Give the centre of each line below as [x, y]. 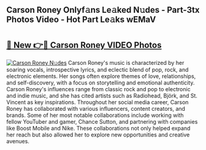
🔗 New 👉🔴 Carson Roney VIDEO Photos [84, 45]
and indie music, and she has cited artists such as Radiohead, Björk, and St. [102, 96]
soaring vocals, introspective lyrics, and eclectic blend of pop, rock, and [97, 69]
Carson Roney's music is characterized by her [126, 63]
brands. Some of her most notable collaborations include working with [95, 115]
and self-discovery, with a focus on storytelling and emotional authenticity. [101, 83]
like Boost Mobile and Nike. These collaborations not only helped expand [98, 128]
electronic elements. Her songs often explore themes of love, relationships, [101, 76]
